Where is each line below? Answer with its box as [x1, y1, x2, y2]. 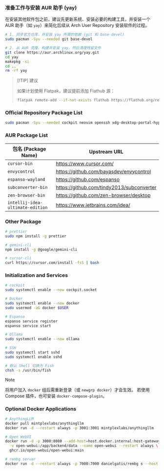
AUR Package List [5, 132, 48, 139]
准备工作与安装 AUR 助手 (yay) [5, 4, 77, 11]
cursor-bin [7, 161, 33, 166]
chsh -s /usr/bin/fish [5, 368, 51, 373]
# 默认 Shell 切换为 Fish [5, 363, 54, 368]
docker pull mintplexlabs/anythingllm [5, 421, 84, 426]
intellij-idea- [7, 200, 43, 205]
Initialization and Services [5, 272, 68, 279]
